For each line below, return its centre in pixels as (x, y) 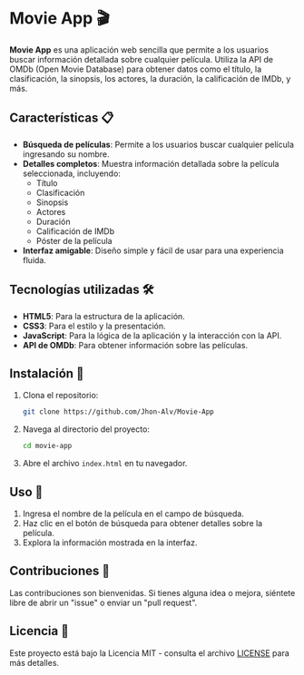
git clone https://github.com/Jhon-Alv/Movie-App (118, 412)
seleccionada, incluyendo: (71, 173)
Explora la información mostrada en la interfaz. (110, 543)
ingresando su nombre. (66, 154)
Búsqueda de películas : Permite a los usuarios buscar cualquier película (158, 144)
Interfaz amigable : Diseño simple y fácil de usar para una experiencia (153, 250)
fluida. (34, 259)
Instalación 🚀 (47, 373)
